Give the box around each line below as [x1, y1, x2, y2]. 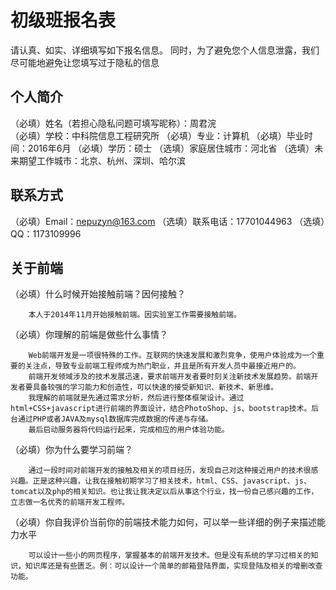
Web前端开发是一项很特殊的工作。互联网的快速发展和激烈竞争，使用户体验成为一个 [28, 351, 318, 361]
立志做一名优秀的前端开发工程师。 [10, 497, 130, 508]
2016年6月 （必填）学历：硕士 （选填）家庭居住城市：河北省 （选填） [27, 142, 315, 154]
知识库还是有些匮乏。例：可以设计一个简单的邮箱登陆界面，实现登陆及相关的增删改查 [24, 561, 323, 571]
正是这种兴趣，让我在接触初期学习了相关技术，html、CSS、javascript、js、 [32, 476, 312, 486]
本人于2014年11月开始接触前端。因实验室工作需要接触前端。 [28, 310, 242, 320]
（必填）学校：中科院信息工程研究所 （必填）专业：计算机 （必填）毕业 [10, 129, 305, 141]
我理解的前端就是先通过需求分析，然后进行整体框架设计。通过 [28, 393, 245, 403]
